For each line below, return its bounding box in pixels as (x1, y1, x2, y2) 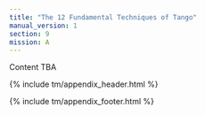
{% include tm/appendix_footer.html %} (9, 96, 154, 107)
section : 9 (9, 29, 50, 38)
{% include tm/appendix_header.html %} (9, 79, 159, 89)
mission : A (9, 37, 50, 47)
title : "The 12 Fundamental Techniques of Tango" (9, 12, 198, 22)
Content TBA (9, 62, 57, 73)
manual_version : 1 (9, 21, 78, 30)
